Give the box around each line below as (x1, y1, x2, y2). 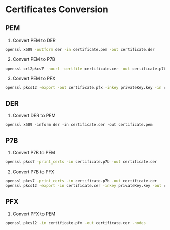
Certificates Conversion (5, 4, 109, 15)
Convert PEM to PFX (12, 75, 56, 81)
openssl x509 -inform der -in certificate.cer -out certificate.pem (5, 122, 153, 127)
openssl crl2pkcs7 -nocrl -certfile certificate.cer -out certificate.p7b (5, 66, 166, 71)
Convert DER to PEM (12, 113, 56, 119)
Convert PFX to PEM (12, 211, 56, 217)
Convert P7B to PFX (12, 169, 54, 175)
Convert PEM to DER (12, 37, 56, 43)
